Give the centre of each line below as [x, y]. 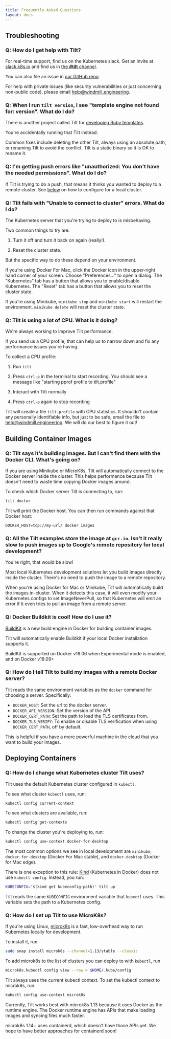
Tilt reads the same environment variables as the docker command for [79, 690]
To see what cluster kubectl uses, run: [46, 794]
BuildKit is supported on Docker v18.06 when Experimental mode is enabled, [86, 653]
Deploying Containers [41, 758]
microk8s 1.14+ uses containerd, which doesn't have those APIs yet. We [81, 1025]
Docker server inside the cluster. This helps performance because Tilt [79, 476]
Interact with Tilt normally [40, 392]
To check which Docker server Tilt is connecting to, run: [64, 492]
